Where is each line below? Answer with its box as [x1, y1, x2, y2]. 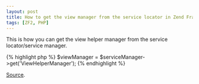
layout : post [6, 8, 38, 15]
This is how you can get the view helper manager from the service [6, 36, 168, 43]
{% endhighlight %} [77, 60, 126, 67]
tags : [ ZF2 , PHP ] [6, 20, 49, 25]
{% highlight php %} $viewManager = [6, 54, 99, 61]
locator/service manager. [6, 42, 68, 49]
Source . [6, 72, 25, 79]
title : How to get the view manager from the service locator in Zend [6, 14, 184, 20]
